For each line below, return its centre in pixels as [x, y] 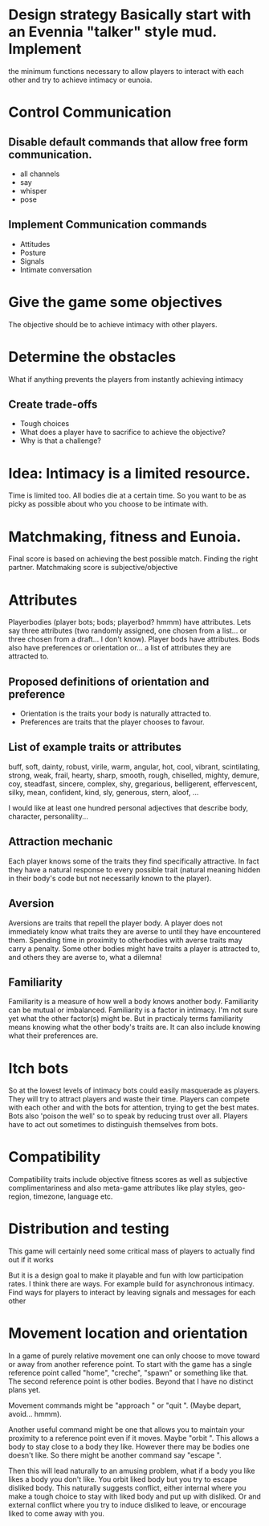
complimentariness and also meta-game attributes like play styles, [118, 1188]
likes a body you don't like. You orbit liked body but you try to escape [123, 1479]
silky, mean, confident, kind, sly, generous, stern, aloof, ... [104, 792]
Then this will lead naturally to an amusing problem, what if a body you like [132, 1471]
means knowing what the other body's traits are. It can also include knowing [134, 1028]
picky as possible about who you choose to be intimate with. [108, 504]
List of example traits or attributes [95, 747]
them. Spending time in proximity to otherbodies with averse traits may [125, 940]
